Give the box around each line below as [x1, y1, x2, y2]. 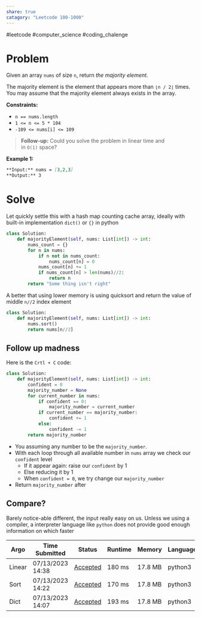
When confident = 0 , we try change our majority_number [23, 475, 165, 482]
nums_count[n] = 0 [48, 259, 95, 265]
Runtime [107, 545, 132, 553]
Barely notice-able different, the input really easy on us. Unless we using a [6, 514, 190, 522]
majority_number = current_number [48, 404, 135, 410]
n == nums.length [14, 114, 59, 120]
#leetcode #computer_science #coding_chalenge [6, 31, 129, 38]
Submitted [35, 549, 66, 557]
